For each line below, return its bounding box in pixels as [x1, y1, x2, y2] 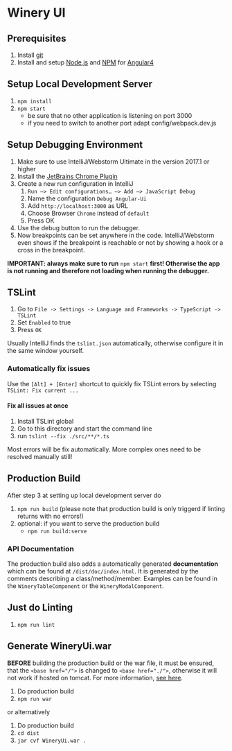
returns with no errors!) [17, 512, 84, 520]
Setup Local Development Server [7, 78, 153, 90]
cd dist [17, 730, 39, 736]
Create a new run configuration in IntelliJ [17, 179, 134, 188]
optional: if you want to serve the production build [17, 519, 160, 528]
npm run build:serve [27, 528, 87, 535]
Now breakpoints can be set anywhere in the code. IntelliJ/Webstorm [17, 231, 215, 239]
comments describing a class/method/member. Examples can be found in [7, 574, 218, 583]
